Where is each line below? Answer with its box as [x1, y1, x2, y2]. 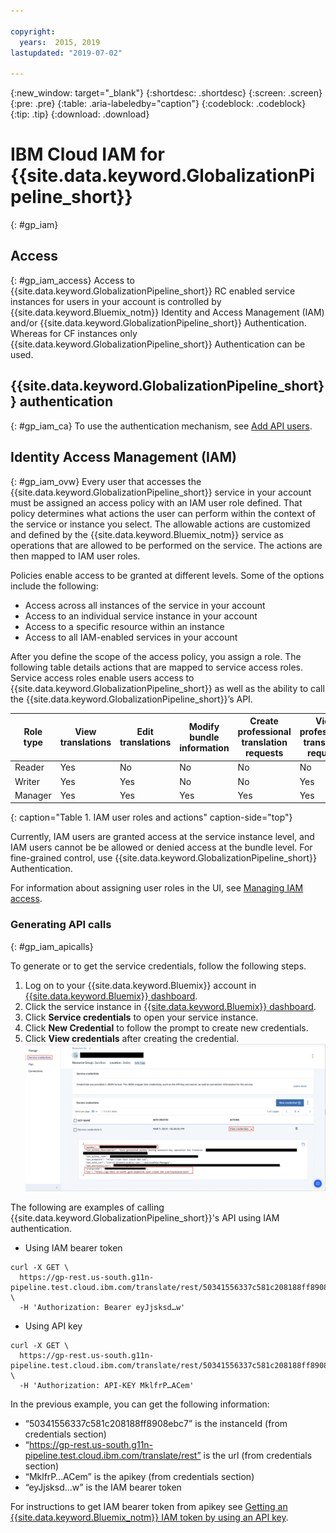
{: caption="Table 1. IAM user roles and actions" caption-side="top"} [10, 811, 293, 824]
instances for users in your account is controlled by [10, 295, 222, 307]
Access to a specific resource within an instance [24, 620, 225, 632]
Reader [14, 761, 45, 774]
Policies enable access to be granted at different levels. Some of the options [10, 569, 325, 581]
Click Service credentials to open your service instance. [24, 1011, 259, 1023]
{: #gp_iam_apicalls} [10, 940, 94, 952]
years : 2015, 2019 [19, 37, 101, 47]
